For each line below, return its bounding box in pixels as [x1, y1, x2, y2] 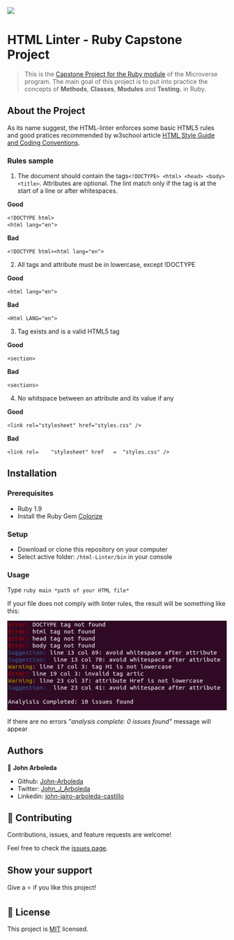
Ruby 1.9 [17, 504, 42, 513]
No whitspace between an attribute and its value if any [17, 394, 174, 403]
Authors [7, 745, 44, 757]
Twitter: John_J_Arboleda [17, 784, 91, 793]
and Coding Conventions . [7, 138, 80, 147]
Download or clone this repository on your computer [17, 545, 168, 554]
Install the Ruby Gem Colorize [17, 512, 103, 520]
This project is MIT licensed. [7, 925, 88, 933]
